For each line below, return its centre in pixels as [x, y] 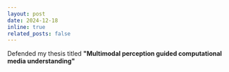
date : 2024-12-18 [33, 20]
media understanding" [41, 61]
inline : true [26, 27]
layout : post [26, 14]
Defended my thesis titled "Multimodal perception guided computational [114, 54]
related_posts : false [39, 34]
